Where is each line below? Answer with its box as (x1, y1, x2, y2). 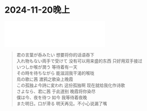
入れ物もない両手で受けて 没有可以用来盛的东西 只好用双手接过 (16, 58, 143, 64)
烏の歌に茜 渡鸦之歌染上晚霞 (16, 76, 73, 82)
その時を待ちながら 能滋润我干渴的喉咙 (16, 70, 95, 76)
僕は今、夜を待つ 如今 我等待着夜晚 (16, 94, 87, 100)
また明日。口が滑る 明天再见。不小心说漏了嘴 (16, 100, 107, 106)
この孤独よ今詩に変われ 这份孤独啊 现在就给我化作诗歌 (16, 82, 125, 88)
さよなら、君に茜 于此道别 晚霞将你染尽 (16, 88, 96, 94)
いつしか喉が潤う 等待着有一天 (16, 64, 78, 70)
